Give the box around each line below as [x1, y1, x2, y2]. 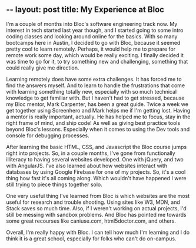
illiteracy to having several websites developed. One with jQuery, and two [6, 156, 184, 163]
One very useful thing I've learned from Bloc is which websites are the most [6, 192, 190, 199]
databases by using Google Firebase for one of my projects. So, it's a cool [6, 168, 186, 176]
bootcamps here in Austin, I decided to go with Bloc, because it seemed [6, 39, 181, 46]
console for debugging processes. [6, 132, 89, 139]
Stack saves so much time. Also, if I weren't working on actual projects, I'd [6, 204, 187, 211]
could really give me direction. [6, 64, 79, 71]
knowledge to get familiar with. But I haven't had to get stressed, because [6, 94, 185, 101]
